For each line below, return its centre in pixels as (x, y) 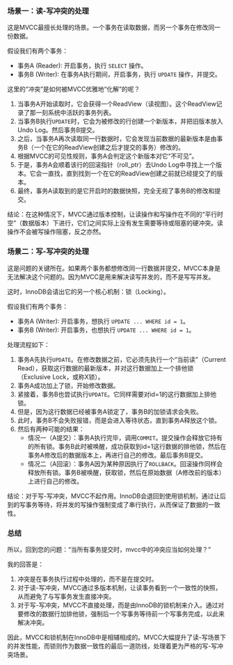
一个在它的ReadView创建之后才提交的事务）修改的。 (109, 147)
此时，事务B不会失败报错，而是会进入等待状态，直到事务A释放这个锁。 (119, 420)
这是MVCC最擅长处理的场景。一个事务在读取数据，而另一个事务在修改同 (111, 27)
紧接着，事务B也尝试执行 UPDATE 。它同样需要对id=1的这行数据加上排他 (117, 394)
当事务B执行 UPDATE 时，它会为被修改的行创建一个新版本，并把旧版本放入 (120, 121)
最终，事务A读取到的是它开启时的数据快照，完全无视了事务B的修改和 (116, 191)
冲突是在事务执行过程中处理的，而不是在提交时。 (87, 579)
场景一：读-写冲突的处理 (48, 10)
